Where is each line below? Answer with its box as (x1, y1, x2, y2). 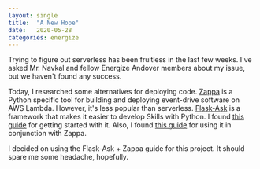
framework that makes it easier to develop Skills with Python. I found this (8, 112, 244, 122)
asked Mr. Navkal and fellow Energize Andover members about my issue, (8, 64, 246, 73)
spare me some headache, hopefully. (8, 152, 128, 162)
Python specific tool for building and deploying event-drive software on (8, 95, 240, 105)
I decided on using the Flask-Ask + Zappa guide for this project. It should (8, 144, 245, 153)
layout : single (8, 11, 58, 20)
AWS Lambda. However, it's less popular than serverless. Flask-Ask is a (8, 104, 241, 113)
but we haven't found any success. (8, 72, 122, 81)
